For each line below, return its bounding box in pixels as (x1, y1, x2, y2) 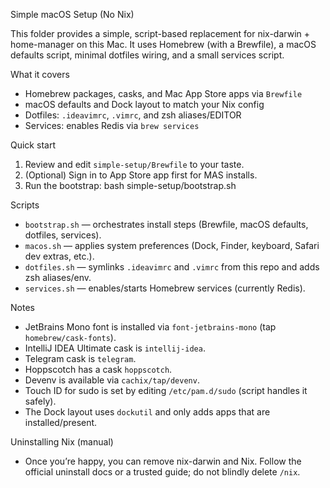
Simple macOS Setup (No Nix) (10, 9, 135, 20)
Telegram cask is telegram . (24, 353, 137, 364)
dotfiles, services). (24, 229, 102, 241)
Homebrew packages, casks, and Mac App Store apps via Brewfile (24, 88, 303, 99)
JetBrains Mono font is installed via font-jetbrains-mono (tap (24, 321, 277, 333)
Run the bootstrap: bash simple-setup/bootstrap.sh (24, 180, 237, 191)
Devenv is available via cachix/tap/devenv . (24, 374, 200, 386)
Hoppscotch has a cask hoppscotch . (24, 364, 173, 375)
